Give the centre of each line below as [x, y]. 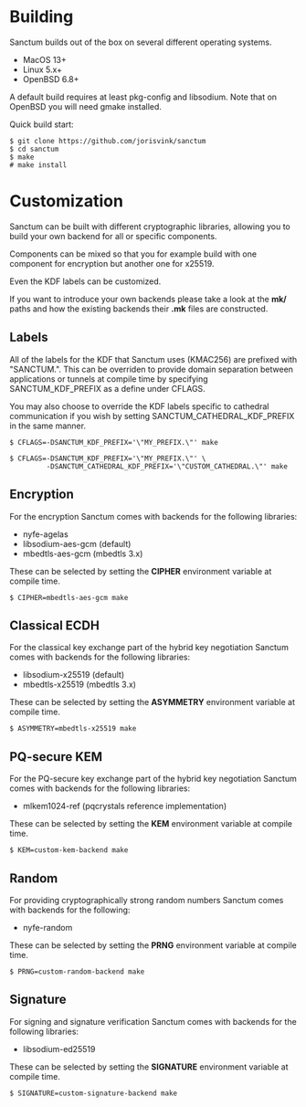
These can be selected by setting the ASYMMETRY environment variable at [152, 702]
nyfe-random [47, 927]
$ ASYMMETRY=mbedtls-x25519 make [73, 729]
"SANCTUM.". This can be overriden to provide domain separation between [152, 369]
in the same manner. [48, 426]
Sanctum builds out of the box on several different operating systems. [141, 42]
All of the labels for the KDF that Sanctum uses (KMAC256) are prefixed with [153, 359]
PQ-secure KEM [56, 757]
